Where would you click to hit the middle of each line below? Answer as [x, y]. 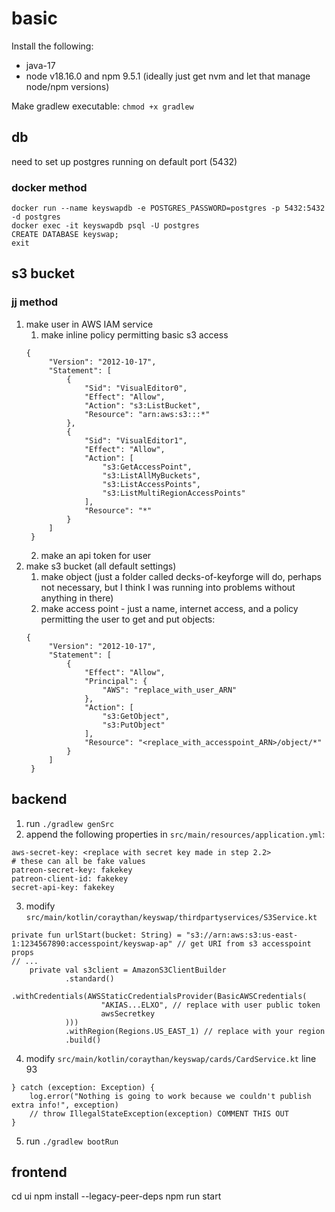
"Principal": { [116, 681]
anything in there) [77, 598]
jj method [34, 302]
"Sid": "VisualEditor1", [136, 440]
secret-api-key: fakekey [63, 887]
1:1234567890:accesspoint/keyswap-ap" [92, 943]
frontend [39, 1172]
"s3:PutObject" [134, 725]
